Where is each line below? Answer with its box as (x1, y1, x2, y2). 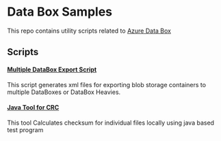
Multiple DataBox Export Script (7, 65, 97, 74)
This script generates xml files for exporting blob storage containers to (7, 80, 207, 89)
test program (7, 125, 44, 134)
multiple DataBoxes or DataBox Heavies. (7, 88, 121, 96)
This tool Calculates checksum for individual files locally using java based (7, 119, 214, 127)
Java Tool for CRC (7, 104, 60, 112)
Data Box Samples (7, 4, 113, 20)
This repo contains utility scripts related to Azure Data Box (7, 27, 171, 35)
